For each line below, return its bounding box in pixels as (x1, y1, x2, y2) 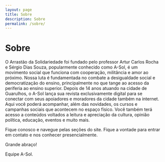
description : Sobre (5, 16, 46, 21)
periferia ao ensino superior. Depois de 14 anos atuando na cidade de (5, 85, 147, 91)
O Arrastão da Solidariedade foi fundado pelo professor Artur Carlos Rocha (5, 59, 159, 65)
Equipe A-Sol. (5, 151, 33, 157)
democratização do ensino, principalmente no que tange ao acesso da (5, 80, 150, 86)
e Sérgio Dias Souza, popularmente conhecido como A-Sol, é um (5, 64, 138, 70)
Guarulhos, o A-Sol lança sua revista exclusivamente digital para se (5, 90, 143, 97)
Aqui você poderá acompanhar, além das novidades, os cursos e (5, 101, 138, 107)
